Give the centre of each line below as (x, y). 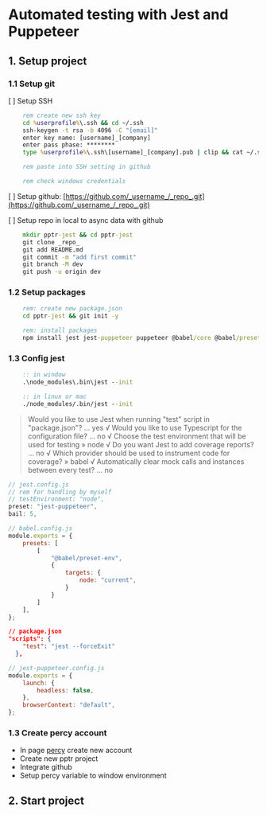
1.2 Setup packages (47, 292)
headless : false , (65, 690)
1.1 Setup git (32, 84)
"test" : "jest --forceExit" (69, 646)
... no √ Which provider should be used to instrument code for (129, 453)
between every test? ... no (70, 470)
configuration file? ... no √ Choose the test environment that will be (137, 436)
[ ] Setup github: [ (37, 196)
